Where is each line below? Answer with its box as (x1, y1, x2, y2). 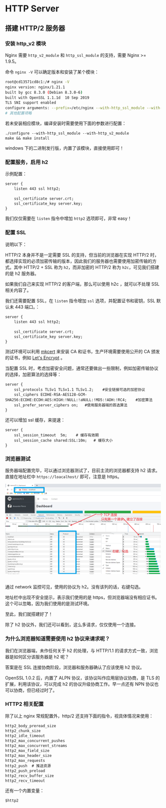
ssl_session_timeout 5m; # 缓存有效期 (14, 432, 99, 437)
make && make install (5, 136, 50, 141)
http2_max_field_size (5, 748, 50, 753)
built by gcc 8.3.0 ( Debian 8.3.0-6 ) (5, 90, 83, 95)
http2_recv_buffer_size (5, 773, 54, 778)
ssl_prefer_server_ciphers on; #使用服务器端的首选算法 (14, 402, 127, 408)
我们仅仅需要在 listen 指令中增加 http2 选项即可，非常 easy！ (5, 215, 132, 221)
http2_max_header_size (5, 753, 52, 758)
